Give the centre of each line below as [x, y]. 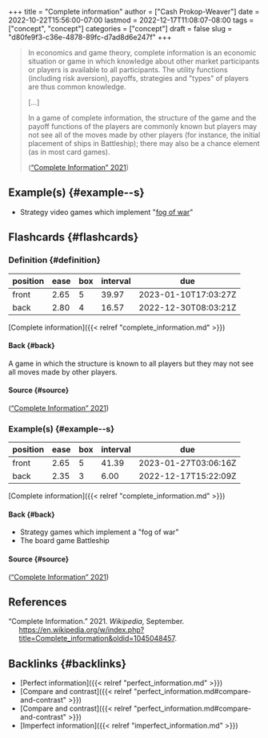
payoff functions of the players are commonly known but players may [142, 126]
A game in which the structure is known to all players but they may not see [131, 363]
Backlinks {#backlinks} [67, 664]
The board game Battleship [64, 541]
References [38, 602]
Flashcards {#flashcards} [73, 237]
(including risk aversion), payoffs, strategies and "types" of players [138, 78]
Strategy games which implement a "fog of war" [99, 532]
